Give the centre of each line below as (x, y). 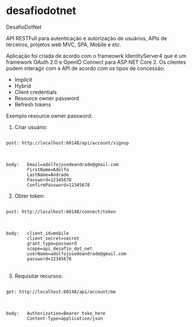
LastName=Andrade (48, 175)
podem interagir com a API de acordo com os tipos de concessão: (85, 68)
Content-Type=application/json (65, 318)
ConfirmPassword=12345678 (59, 185)
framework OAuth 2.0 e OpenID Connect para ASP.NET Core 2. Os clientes (96, 62)
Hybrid (23, 85)
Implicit (23, 80)
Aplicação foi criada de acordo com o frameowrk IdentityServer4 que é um (96, 56)
